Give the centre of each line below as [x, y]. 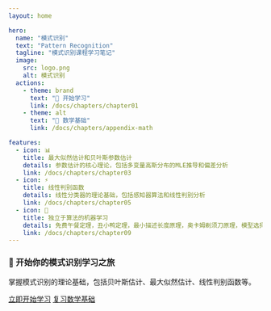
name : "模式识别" [42, 38]
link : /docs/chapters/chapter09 [77, 233]
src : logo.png [46, 68]
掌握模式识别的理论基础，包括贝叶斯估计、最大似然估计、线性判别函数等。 [132, 282]
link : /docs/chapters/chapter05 [77, 203]
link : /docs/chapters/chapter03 [77, 173]
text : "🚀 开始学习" [60, 98]
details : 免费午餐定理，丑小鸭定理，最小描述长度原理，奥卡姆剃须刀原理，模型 [138, 225]
